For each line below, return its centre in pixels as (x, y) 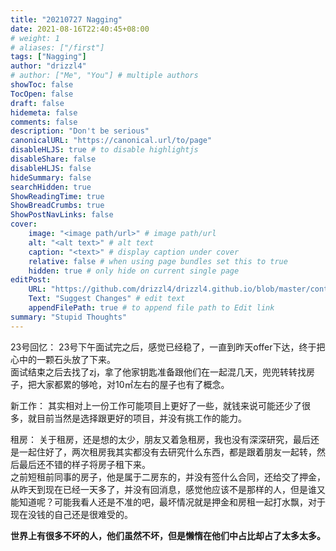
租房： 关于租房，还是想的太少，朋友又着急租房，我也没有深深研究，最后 (160, 439)
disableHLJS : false (51, 168)
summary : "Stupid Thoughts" (69, 317)
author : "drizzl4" (48, 66)
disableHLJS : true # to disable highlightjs (104, 150)
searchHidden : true (51, 187)
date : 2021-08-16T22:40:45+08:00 (80, 29)
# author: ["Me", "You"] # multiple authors (104, 76)
